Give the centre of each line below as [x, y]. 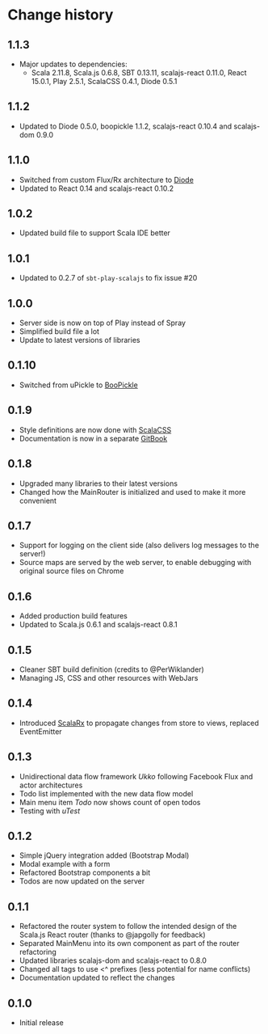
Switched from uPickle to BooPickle [78, 385]
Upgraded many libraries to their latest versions [98, 483]
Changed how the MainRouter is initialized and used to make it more [132, 492]
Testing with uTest [50, 811]
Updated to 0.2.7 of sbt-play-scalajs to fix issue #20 [108, 278]
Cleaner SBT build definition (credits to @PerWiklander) [112, 669]
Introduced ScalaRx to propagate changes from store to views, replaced [139, 723]
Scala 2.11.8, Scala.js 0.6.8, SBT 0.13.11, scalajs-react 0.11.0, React [139, 73]
